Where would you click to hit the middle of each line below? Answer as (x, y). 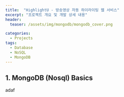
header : (14, 19)
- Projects (21, 38)
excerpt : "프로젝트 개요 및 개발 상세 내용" (46, 15)
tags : (11, 43)
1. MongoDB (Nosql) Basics (49, 78)
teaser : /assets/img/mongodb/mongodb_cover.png (61, 24)
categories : (18, 34)
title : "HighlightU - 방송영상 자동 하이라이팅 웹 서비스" (63, 10)
